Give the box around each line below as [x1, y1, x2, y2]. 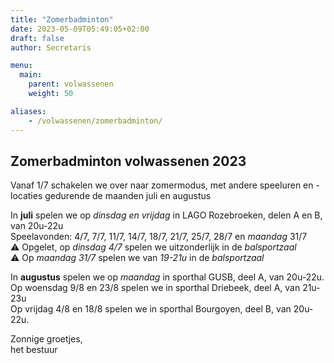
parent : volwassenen [28, 79, 114, 90]
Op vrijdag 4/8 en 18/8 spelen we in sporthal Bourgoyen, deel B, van [10, 303, 292, 315]
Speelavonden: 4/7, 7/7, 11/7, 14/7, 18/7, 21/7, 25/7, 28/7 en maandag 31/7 [10, 231, 308, 243]
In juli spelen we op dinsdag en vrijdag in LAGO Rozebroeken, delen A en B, [10, 209, 323, 221]
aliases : [10, 106, 47, 116]
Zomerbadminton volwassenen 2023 [10, 152, 247, 170]
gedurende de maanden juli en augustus [44, 190, 212, 202]
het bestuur [10, 344, 58, 356]
